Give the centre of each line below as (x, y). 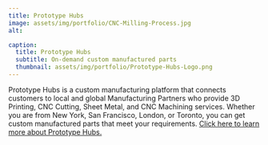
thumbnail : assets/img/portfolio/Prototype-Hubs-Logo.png (114, 67)
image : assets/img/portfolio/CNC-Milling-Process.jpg (100, 23)
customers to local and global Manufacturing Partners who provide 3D (124, 98)
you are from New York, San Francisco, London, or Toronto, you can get (127, 115)
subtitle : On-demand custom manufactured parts (96, 60)
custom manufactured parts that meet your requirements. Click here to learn (134, 123)
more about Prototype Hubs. (55, 131)
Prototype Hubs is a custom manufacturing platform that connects (117, 89)
